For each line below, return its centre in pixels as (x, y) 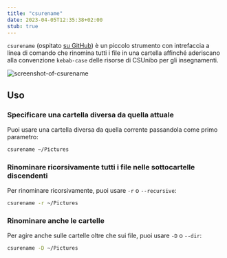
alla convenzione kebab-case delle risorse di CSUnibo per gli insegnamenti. (113, 60)
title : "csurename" (35, 13)
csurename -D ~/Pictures (43, 248)
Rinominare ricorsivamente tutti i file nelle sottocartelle (101, 167)
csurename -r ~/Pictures (43, 203)
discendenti (28, 176)
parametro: (23, 137)
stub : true (23, 26)
